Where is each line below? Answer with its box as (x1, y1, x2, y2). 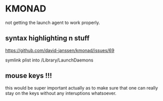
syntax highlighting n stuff (5, 34, 90, 42)
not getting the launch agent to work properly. (5, 19, 100, 25)
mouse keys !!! (5, 71, 52, 80)
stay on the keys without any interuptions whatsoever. (5, 90, 117, 96)
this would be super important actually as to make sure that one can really (5, 84, 158, 90)
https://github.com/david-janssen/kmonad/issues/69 (5, 47, 114, 53)
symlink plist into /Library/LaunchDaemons (5, 57, 94, 63)
